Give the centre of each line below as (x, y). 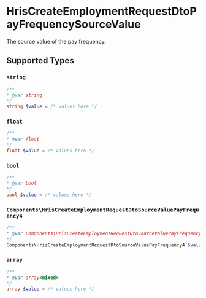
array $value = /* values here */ (51, 289)
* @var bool (21, 183)
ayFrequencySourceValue (74, 24)
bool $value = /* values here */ (49, 195)
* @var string (25, 95)
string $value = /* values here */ (52, 107)
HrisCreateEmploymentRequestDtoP (102, 11)
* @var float (23, 139)
